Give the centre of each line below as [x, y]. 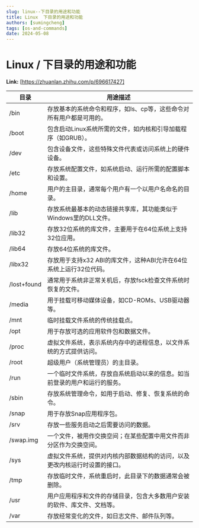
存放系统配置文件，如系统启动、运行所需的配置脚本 [118, 169]
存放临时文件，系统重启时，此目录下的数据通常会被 [118, 476]
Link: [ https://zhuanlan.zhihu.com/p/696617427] [65, 82]
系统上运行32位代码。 [78, 269]
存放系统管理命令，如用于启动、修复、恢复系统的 [115, 394]
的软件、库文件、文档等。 [83, 505]
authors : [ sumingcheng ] [36, 23]
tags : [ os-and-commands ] [37, 28]
